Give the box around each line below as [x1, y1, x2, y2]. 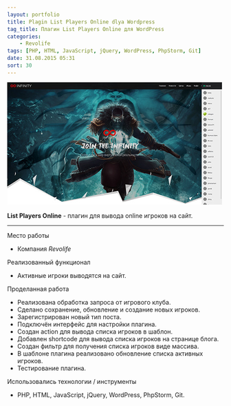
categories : [7, 33, 41, 40]
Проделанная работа [7, 285, 69, 293]
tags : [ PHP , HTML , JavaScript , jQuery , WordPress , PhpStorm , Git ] [7, 48, 201, 54]
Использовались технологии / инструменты [7, 377, 137, 385]
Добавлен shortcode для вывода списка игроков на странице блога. [16, 334, 219, 343]
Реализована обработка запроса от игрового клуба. [16, 298, 171, 306]
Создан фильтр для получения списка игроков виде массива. [16, 342, 199, 350]
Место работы [7, 231, 49, 239]
